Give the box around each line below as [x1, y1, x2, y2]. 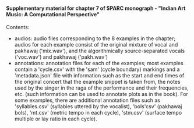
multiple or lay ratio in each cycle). [14, 115, 97, 122]
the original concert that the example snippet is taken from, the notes [14, 79, 181, 86]
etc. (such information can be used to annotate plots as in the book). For [14, 91, 188, 98]
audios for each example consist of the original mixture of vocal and [14, 41, 178, 48]
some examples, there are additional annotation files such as [14, 97, 160, 104]
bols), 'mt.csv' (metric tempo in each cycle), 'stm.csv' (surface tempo [14, 109, 182, 116]
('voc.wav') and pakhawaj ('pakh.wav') [14, 54, 108, 61]
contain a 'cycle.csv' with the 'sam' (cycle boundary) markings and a [14, 66, 180, 73]
